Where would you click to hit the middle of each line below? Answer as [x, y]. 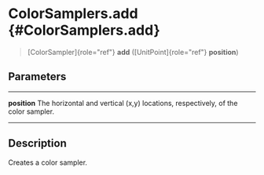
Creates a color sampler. [48, 162]
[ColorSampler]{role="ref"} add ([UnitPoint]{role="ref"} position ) [133, 52]
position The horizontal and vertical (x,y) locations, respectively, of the [123, 103]
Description [37, 143]
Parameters [37, 77]
